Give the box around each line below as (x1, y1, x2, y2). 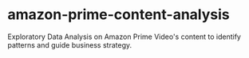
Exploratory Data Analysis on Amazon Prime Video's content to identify (7, 32, 241, 41)
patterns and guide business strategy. (7, 40, 132, 49)
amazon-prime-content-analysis (7, 6, 231, 24)
